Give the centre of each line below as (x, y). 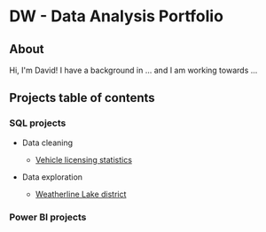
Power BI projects (48, 217)
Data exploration (52, 177)
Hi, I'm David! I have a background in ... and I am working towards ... (133, 70)
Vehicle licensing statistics (84, 159)
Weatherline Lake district (81, 194)
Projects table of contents (82, 98)
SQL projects (38, 123)
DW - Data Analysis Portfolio (117, 16)
